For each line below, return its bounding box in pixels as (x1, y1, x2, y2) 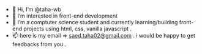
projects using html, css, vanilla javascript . (23, 25, 132, 32)
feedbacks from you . (12, 41, 67, 48)
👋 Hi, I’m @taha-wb (12, 6, 61, 13)
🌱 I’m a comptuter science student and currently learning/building (12, 19, 178, 25)
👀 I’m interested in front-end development (12, 12, 118, 19)
